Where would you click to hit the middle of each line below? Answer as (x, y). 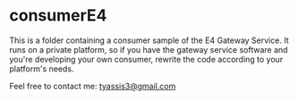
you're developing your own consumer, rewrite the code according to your (146, 59)
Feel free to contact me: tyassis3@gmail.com (93, 86)
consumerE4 (58, 16)
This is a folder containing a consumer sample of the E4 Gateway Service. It (149, 40)
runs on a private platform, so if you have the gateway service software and (149, 49)
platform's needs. (42, 69)
